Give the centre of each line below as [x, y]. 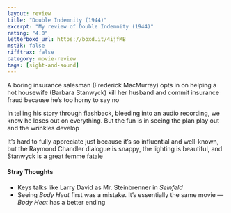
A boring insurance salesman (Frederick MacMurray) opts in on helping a [112, 85]
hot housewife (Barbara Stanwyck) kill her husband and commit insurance [113, 92]
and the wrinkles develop [43, 128]
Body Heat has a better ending [61, 202]
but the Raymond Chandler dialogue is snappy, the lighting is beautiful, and [115, 148]
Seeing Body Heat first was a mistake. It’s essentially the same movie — [120, 194]
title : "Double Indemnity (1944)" [57, 20]
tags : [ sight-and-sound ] [43, 65]
